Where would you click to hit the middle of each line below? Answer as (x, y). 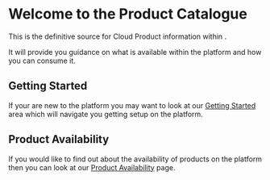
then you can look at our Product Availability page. (92, 167)
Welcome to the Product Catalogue (128, 14)
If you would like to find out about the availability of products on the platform (135, 159)
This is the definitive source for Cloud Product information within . (118, 36)
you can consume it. (42, 61)
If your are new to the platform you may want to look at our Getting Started (132, 105)
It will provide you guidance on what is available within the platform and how (135, 52)
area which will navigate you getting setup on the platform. (106, 114)
